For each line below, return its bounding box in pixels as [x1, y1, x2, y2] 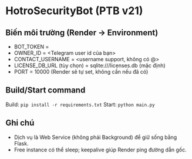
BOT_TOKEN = [14, 43, 49, 50]
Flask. [14, 140, 29, 147]
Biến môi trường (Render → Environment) [5, 28, 159, 38]
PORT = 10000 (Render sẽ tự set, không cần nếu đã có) [14, 68, 149, 75]
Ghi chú [5, 118, 35, 128]
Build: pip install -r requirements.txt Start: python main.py [5, 101, 155, 108]
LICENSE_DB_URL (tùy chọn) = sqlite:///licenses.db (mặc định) [14, 62, 166, 69]
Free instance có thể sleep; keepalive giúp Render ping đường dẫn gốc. [14, 146, 187, 153]
